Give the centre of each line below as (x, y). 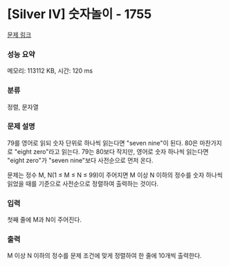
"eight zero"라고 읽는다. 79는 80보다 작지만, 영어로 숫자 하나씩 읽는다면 (111, 151)
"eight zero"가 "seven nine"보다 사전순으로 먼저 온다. (80, 160)
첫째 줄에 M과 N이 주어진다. (44, 220)
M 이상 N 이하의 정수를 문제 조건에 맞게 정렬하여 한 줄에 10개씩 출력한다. (104, 256)
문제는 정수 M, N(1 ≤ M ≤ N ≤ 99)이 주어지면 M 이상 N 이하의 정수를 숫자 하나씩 (115, 175)
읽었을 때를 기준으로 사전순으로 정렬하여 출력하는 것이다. (83, 184)
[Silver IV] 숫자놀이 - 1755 (80, 14)
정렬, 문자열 (23, 107)
